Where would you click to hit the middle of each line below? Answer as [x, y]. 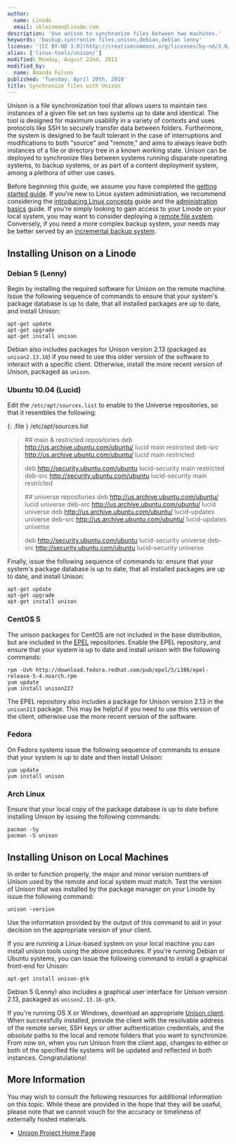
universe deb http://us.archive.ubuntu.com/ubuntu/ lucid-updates [119, 512]
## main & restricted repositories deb [78, 440]
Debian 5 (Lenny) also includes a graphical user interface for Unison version [118, 992]
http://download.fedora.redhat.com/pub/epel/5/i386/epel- [122, 670]
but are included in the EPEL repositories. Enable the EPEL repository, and [114, 642]
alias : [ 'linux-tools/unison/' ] [54, 53]
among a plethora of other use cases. [61, 173]
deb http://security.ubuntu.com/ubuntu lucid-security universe [115, 540]
